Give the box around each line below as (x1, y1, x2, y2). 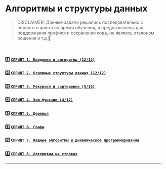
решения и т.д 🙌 (17, 35, 51, 41)
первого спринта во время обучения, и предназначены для (17, 24, 144, 30)
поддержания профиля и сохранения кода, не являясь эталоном (17, 30, 155, 36)
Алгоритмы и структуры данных (5, 3, 148, 14)
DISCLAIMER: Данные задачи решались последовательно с (17, 19, 143, 25)
